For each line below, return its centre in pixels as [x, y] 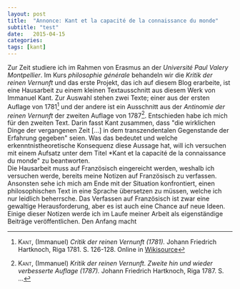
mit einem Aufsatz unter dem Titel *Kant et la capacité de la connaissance [117, 153]
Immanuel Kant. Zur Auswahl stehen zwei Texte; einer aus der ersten [109, 98]
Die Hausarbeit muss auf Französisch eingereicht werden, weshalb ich [111, 168]
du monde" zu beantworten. [49, 161]
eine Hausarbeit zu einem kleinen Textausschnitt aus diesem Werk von [111, 90]
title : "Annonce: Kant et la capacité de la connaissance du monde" [113, 21]
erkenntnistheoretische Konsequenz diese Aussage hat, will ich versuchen [117, 146]
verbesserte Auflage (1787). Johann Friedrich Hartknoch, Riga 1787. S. [121, 271]
